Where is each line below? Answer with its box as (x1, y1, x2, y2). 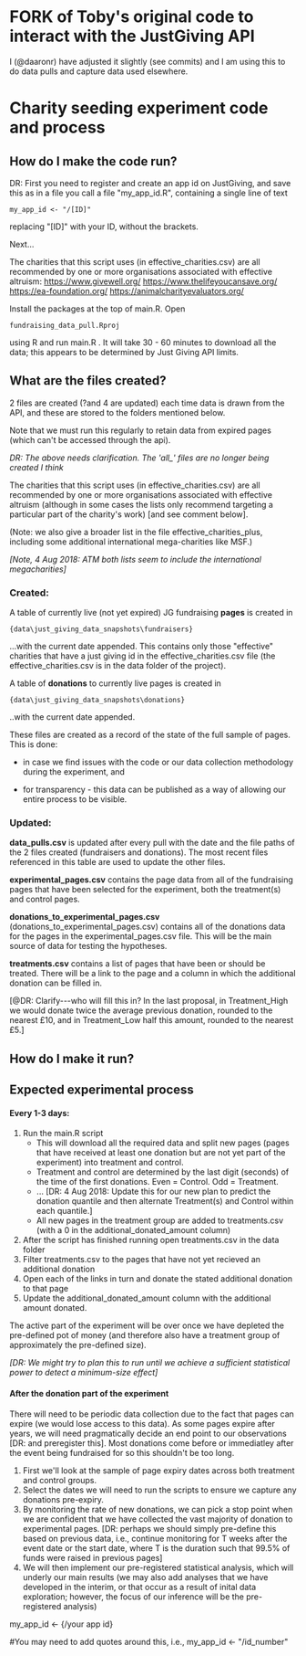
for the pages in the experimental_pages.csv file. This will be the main (9, 931, 272, 942)
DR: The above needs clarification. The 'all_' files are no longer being (9, 452, 270, 463)
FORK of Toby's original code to (9, 6, 254, 27)
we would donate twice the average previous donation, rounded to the (9, 1005, 273, 1016)
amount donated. (22, 1303, 87, 1313)
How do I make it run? (9, 1050, 135, 1066)
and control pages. (9, 893, 80, 905)
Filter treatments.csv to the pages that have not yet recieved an (22, 1254, 261, 1265)
